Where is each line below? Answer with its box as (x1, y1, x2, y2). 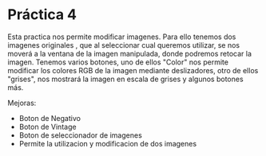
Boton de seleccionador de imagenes (18, 130, 143, 140)
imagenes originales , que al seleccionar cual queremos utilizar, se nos (7, 40, 240, 49)
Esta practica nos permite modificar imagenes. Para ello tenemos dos (7, 32, 236, 41)
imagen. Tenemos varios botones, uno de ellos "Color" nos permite (7, 57, 229, 67)
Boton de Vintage (18, 122, 77, 131)
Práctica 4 (7, 6, 77, 24)
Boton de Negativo (18, 113, 81, 123)
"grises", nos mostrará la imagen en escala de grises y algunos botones (7, 74, 244, 84)
